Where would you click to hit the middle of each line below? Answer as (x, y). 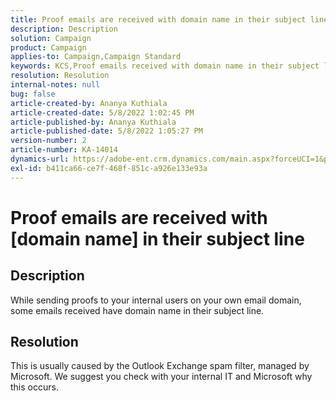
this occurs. (34, 387)
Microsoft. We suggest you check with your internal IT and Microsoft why (161, 377)
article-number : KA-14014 (64, 150)
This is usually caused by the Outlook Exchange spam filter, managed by (160, 366)
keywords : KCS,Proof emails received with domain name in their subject (165, 66)
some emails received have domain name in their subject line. (137, 310)
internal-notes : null (55, 85)
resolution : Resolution (60, 76)
